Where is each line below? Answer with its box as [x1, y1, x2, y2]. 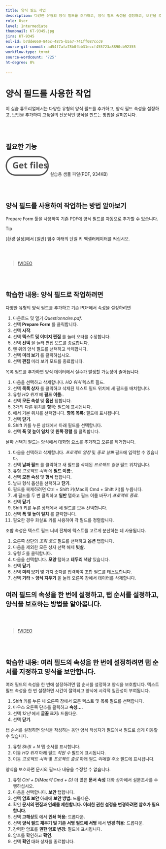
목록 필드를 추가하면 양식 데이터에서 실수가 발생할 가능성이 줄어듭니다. [5, 368, 140, 374]
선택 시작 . [12, 327, 32, 333]
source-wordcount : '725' [5, 55, 57, 60]
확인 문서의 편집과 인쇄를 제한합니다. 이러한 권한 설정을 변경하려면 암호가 [12, 802, 151, 808]
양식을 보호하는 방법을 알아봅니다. [5, 600, 102, 608]
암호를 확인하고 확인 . [12, 832, 53, 838]
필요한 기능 [5, 142, 37, 151]
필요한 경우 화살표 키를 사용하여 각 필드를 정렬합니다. [12, 517, 114, 523]
